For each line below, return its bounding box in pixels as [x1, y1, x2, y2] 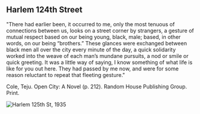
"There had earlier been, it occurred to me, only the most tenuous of [6, 20, 175, 27]
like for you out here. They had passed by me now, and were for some [6, 65, 179, 72]
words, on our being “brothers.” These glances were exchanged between [6, 39, 187, 47]
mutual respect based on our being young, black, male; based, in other [6, 33, 181, 41]
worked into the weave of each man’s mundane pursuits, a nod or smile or [6, 52, 189, 59]
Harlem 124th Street [6, 5, 83, 15]
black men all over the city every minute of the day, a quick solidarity [6, 46, 176, 53]
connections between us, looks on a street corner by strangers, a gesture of [6, 27, 195, 34]
